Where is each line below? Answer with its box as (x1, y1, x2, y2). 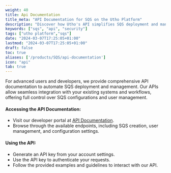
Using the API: (5, 139, 37, 146)
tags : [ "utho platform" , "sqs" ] (5, 31, 72, 36)
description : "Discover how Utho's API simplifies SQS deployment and (5, 21, 158, 27)
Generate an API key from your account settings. (12, 151, 115, 157)
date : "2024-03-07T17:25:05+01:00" (5, 36, 81, 41)
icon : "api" (5, 60, 31, 65)
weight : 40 (5, 7, 28, 13)
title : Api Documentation (5, 12, 60, 17)
